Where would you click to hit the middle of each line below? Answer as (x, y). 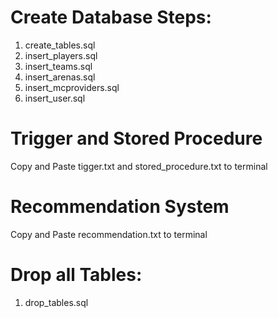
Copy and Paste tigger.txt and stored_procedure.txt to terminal (139, 166)
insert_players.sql (61, 55)
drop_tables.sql (56, 302)
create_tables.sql (60, 45)
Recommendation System (120, 207)
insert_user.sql (55, 98)
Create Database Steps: (111, 17)
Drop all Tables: (76, 275)
